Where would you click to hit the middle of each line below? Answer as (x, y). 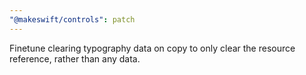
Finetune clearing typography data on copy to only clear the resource (152, 48)
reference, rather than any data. (75, 58)
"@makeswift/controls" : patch (72, 19)
